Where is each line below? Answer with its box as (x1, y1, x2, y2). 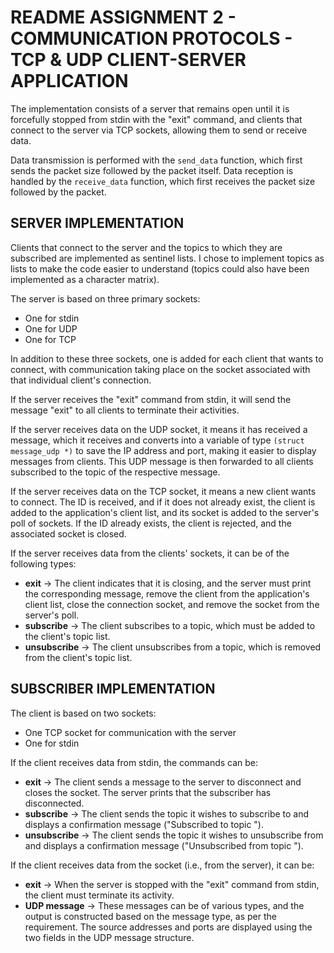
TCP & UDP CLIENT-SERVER (10, 49, 247, 71)
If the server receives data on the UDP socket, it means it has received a (10, 423, 308, 435)
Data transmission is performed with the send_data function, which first (10, 154, 303, 166)
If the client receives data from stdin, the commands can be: (10, 756, 259, 768)
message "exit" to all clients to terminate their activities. (10, 404, 240, 416)
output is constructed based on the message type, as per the (24, 910, 277, 922)
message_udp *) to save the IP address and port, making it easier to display (10, 444, 317, 456)
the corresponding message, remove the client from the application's (24, 587, 310, 600)
